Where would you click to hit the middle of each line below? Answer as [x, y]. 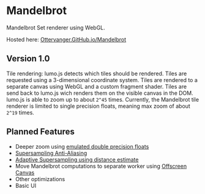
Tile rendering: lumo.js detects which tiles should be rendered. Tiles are [97, 73]
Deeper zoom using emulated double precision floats [82, 146]
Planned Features [41, 132]
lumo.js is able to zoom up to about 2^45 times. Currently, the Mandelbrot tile [103, 99]
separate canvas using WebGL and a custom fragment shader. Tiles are [97, 86]
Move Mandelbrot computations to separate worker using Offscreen [101, 166]
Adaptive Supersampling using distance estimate [77, 159]
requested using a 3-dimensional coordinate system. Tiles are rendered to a [102, 80]
